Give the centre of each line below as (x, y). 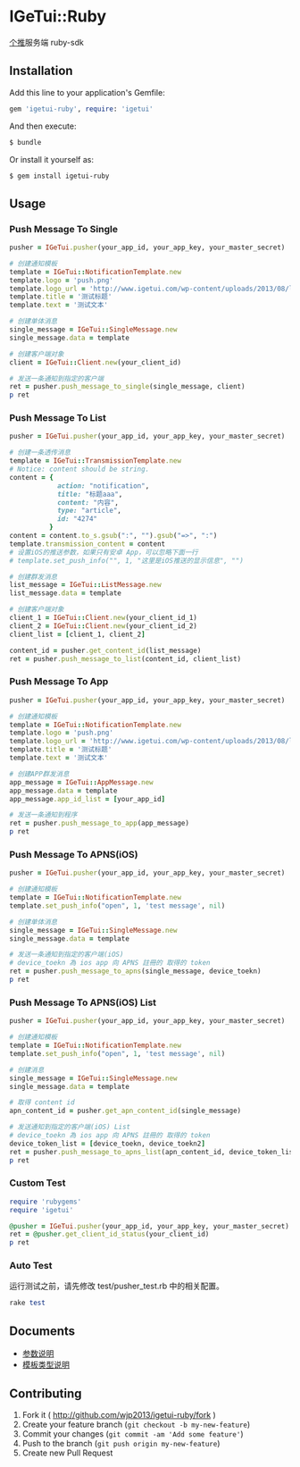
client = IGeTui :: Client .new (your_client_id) (95, 362)
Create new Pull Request (67, 1453)
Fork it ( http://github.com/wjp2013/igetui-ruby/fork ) (119, 1414)
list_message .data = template (66, 593)
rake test (28, 1303)
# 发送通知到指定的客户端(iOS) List (70, 1127)
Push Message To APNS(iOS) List (83, 1002)
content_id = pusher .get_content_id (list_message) (105, 650)
